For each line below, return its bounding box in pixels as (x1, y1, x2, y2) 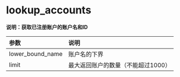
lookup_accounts (6, 3, 91, 17)
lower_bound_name (9, 50, 63, 58)
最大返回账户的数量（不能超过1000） (68, 61, 171, 69)
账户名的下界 (68, 50, 104, 58)
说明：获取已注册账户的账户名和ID (6, 23, 89, 30)
